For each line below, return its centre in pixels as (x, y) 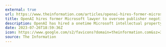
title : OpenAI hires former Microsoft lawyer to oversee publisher (76, 19)
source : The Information (31, 37)
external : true (21, 10)
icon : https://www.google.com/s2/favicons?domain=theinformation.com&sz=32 (85, 32)
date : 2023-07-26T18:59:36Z (34, 28)
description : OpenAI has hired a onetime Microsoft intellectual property (84, 23)
